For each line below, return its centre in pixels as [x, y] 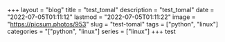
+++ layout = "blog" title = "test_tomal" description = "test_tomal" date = [111, 10]
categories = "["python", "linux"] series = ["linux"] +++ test [92, 31]
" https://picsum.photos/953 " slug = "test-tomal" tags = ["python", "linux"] [113, 24]
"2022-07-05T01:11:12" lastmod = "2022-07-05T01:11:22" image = [101, 17]
